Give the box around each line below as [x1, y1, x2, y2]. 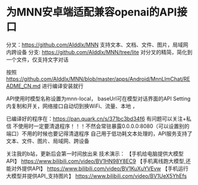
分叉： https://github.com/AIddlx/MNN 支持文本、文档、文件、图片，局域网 [6, 41, 189, 48]
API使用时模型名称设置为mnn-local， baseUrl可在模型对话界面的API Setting [6, 95, 191, 102]
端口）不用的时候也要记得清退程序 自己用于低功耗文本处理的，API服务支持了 [6, 130, 193, 137]
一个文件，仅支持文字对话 [6, 56, 69, 63]
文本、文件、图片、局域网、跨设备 [6, 137, 90, 145]
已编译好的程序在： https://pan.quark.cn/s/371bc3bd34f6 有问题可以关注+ [6, 115, 187, 122]
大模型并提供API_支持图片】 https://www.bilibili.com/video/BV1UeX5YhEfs [6, 172, 187, 179]
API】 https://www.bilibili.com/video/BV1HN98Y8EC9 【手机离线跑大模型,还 [6, 157, 191, 164]
